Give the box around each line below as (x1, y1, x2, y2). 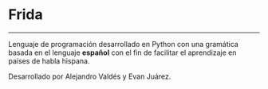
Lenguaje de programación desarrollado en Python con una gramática (8, 39, 239, 48)
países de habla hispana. (8, 56, 90, 65)
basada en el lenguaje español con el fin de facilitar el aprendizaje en (8, 48, 237, 57)
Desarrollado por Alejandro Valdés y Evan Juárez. (8, 72, 171, 81)
